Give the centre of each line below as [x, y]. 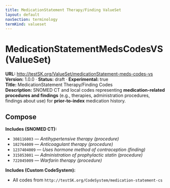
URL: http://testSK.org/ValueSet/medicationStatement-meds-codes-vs [79, 74]
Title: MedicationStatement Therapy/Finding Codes [59, 85]
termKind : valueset [26, 24]
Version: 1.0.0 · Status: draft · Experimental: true [57, 80]
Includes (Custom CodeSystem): [41, 170]
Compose [21, 117]
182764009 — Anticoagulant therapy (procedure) [63, 144]
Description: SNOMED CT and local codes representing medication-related [85, 90]
